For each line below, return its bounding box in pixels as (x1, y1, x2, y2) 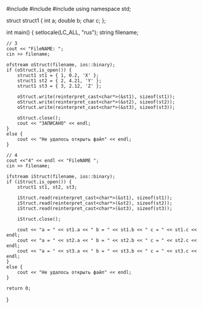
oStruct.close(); (17, 115, 61, 121)
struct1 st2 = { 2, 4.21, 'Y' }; (17, 78, 102, 84)
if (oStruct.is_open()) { (6, 67, 72, 73)
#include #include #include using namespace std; (6, 5, 131, 12)
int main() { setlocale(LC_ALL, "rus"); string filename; (6, 29, 139, 36)
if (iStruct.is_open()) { (6, 179, 72, 185)
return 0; (6, 285, 32, 291)
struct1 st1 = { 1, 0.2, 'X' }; (17, 72, 99, 78)
